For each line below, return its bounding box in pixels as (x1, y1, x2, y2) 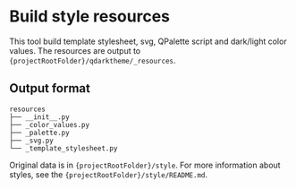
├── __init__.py (9, 112, 70, 122)
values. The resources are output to (9, 45, 141, 56)
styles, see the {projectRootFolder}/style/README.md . (9, 168, 208, 180)
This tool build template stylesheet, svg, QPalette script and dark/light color (9, 36, 288, 47)
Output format (9, 81, 91, 96)
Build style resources (9, 6, 171, 27)
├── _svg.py (9, 136, 54, 145)
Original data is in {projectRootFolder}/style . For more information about (9, 159, 281, 170)
